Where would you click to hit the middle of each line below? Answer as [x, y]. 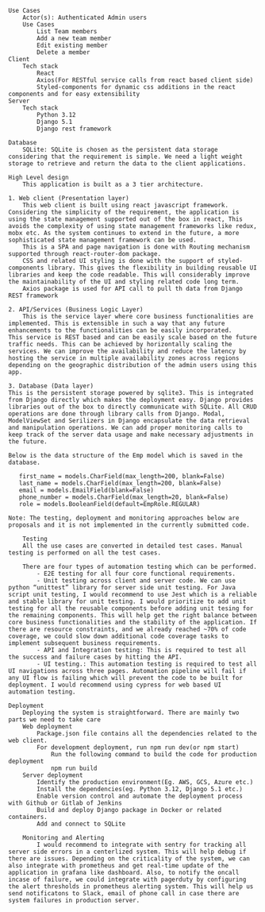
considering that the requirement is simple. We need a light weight [126, 157]
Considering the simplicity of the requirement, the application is [124, 212]
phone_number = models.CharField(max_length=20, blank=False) [123, 497]
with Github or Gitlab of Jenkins [65, 803]
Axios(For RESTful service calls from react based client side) [145, 80]
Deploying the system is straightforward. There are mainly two [131, 713]
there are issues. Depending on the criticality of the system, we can [129, 859]
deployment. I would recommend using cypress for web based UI [115, 685]
